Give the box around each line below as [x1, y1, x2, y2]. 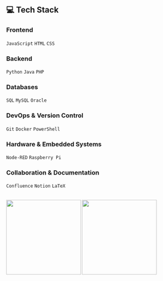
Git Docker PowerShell [6, 126, 60, 132]
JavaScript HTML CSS [6, 41, 55, 47]
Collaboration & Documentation [6, 168, 100, 176]
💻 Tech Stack [6, 5, 59, 15]
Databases [6, 83, 38, 91]
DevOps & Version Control [6, 111, 84, 120]
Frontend [6, 26, 33, 34]
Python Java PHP [6, 69, 44, 75]
